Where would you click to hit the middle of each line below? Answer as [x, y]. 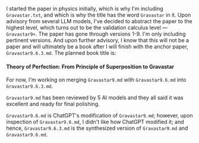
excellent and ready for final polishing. [53, 104]
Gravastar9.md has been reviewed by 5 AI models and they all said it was [95, 98]
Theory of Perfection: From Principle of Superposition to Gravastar [90, 66]
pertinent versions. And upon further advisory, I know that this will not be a [97, 40]
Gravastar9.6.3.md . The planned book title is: [61, 53]
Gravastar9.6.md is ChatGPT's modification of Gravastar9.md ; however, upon [99, 116]
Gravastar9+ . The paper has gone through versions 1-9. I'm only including [96, 34]
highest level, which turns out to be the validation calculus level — [87, 27]
